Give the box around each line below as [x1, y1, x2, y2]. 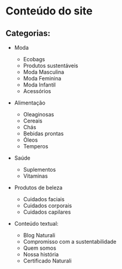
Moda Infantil [23, 81, 56, 88]
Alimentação [14, 99, 45, 106]
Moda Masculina [23, 68, 65, 76]
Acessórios [23, 88, 51, 94]
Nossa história [23, 251, 59, 258]
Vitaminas [23, 172, 48, 180]
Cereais [23, 117, 42, 124]
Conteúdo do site [5, 4, 93, 18]
